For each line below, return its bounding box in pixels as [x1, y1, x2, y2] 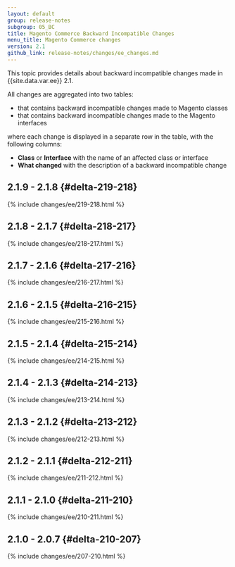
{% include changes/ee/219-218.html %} [7, 200, 125, 208]
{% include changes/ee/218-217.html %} [7, 239, 125, 247]
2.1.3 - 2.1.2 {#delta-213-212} [7, 416, 138, 428]
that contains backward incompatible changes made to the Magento [17, 111, 216, 120]
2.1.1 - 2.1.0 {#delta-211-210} [7, 494, 134, 506]
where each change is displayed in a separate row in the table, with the [7, 132, 214, 141]
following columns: [7, 139, 62, 148]
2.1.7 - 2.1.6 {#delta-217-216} [7, 259, 136, 271]
